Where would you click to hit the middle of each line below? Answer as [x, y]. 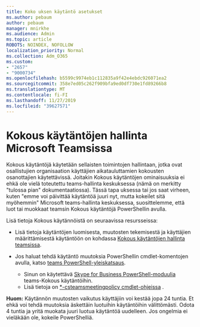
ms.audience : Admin [30, 34]
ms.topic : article [29, 39]
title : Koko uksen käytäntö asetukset [54, 12]
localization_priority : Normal [45, 51]
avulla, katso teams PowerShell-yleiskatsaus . [70, 263]
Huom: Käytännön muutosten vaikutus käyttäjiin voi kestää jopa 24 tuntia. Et [100, 298]
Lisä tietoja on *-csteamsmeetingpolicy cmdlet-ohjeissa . [94, 287]
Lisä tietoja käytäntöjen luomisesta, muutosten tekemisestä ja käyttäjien [103, 232]
